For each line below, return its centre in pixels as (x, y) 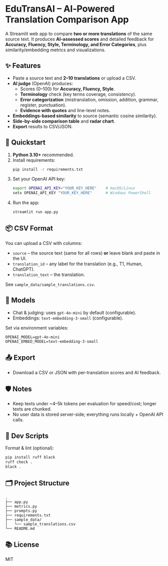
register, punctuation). (43, 105)
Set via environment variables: (37, 328)
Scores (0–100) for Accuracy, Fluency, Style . (68, 89)
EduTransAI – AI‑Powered (60, 9)
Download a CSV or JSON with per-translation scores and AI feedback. (87, 372)
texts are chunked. (32, 409)
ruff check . (19, 462)
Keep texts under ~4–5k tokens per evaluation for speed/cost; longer (85, 404)
